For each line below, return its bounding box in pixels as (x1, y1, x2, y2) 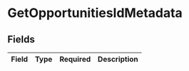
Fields (7, 33, 36, 45)
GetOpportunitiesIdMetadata (7, 5, 183, 21)
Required (59, 55, 91, 64)
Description (97, 55, 139, 64)
